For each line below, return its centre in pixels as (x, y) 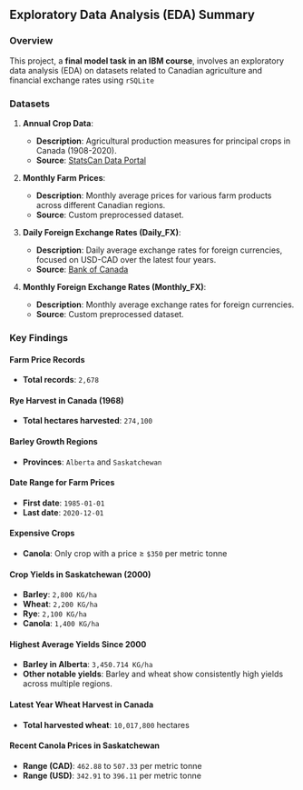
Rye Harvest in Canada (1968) (67, 400)
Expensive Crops (42, 533)
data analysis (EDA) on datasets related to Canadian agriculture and (136, 70)
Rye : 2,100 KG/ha (55, 614)
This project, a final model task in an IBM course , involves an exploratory (147, 60)
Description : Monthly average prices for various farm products (154, 195)
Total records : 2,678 (61, 380)
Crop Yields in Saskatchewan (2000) (80, 574)
